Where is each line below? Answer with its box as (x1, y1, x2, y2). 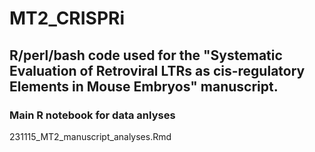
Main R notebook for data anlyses (9, 108, 176, 122)
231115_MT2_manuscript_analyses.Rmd (9, 130, 172, 142)
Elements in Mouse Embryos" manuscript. (9, 78, 279, 95)
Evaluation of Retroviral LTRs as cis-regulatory (9, 62, 306, 79)
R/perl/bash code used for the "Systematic (9, 47, 283, 64)
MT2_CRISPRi (9, 7, 126, 30)
